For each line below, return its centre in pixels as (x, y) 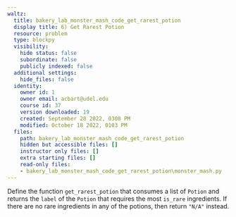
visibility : (31, 46)
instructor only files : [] (60, 151)
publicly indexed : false (56, 66)
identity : (28, 86)
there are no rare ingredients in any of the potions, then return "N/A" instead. (118, 206)
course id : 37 (41, 106)
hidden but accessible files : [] (69, 145)
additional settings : (45, 73)
